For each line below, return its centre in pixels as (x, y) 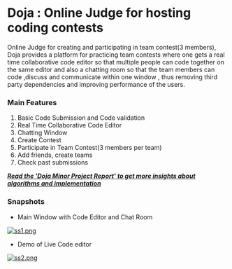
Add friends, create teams (55, 155)
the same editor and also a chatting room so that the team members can (111, 69)
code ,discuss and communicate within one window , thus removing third (113, 77)
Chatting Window (42, 133)
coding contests (55, 28)
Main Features (32, 102)
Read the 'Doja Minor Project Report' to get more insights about (101, 176)
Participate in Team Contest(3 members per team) (89, 148)
